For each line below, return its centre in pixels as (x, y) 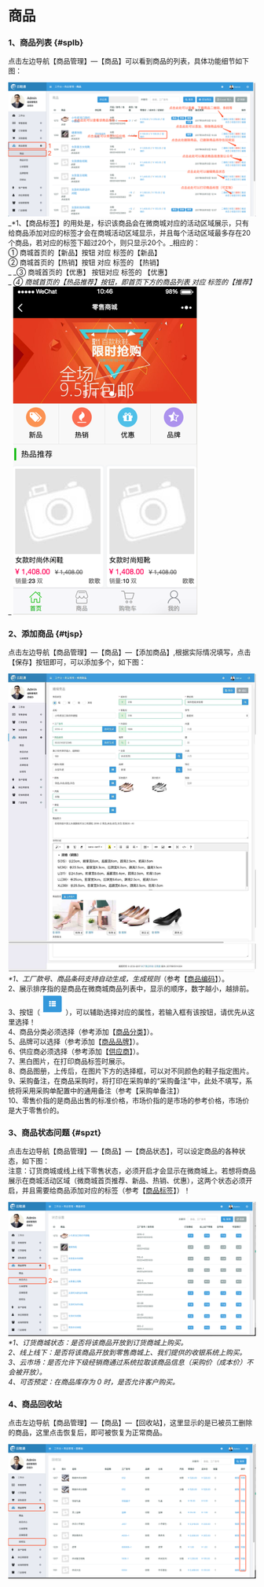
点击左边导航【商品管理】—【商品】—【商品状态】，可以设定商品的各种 (123, 1151)
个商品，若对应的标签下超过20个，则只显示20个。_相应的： (104, 243)
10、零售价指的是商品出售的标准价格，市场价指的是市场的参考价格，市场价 (129, 1100)
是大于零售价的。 (36, 1110)
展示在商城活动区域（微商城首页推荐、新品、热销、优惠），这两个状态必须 (127, 1180)
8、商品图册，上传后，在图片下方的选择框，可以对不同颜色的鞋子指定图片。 (131, 1071)
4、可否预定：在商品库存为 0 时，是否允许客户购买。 (93, 1382)
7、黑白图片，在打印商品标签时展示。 (69, 1061)
